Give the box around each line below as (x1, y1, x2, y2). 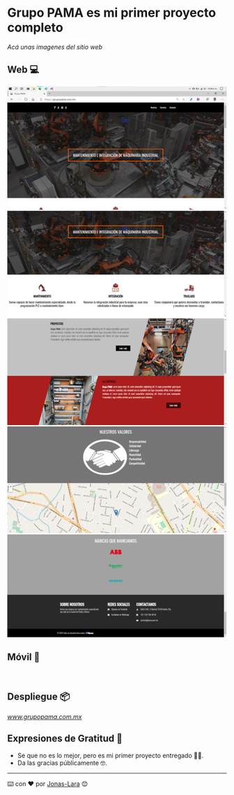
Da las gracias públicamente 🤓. (17, 758, 108, 767)
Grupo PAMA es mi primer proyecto (7, 5, 217, 21)
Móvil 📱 (7, 651, 40, 663)
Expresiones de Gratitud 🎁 (7, 733, 123, 745)
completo (7, 20, 64, 36)
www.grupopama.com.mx (7, 712, 82, 720)
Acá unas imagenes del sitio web (7, 43, 103, 51)
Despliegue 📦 (7, 690, 70, 702)
